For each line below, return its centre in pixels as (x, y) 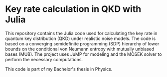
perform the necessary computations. (44, 59)
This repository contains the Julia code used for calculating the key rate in (81, 33)
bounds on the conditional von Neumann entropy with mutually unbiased (80, 49)
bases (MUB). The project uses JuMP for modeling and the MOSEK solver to (83, 54)
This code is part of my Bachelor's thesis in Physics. (59, 69)
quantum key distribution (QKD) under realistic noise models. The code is (81, 38)
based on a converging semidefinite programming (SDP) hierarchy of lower (82, 43)
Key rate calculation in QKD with (73, 9)
